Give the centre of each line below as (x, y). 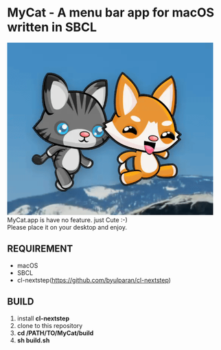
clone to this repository (50, 325)
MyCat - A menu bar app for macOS (111, 13)
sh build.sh (33, 340)
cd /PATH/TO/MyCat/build (55, 333)
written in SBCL (52, 27)
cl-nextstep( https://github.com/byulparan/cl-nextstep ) (94, 280)
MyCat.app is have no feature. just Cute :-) (68, 220)
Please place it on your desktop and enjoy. (67, 227)
